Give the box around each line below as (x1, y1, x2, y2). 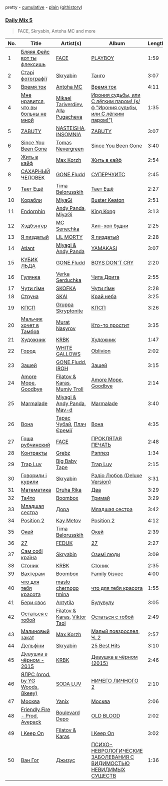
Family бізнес (91, 570, 123, 577)
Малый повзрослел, (91, 628, 140, 635)
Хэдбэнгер (20, 222, 47, 229)
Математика (20, 487, 51, 494)
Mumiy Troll (55, 385, 84, 392)
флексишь (20, 61, 46, 68)
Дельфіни (20, 642, 44, 649)
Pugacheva (55, 114, 82, 121)
